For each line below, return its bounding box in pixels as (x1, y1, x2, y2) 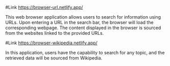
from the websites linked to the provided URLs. (5, 30, 104, 36)
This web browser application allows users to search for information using (5, 14, 161, 20)
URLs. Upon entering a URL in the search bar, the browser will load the (5, 20, 154, 25)
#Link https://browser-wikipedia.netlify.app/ (5, 40, 98, 46)
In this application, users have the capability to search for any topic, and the (5, 50, 165, 55)
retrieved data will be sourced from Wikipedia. (5, 55, 103, 61)
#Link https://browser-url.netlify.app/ (5, 5, 83, 10)
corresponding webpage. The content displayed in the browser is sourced (5, 25, 161, 31)
